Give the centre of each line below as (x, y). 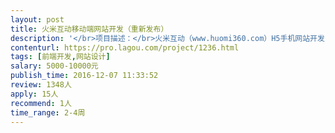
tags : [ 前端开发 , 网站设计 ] (60, 57)
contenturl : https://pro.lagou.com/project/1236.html (125, 47)
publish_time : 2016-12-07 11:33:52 (84, 76)
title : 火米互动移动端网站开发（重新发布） (89, 29)
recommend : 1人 (41, 103)
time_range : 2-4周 (48, 112)
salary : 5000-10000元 (54, 66)
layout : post (37, 19)
